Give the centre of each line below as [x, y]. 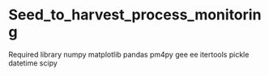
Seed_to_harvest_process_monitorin [135, 15]
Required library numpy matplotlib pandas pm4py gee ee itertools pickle [129, 54]
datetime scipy [33, 63]
